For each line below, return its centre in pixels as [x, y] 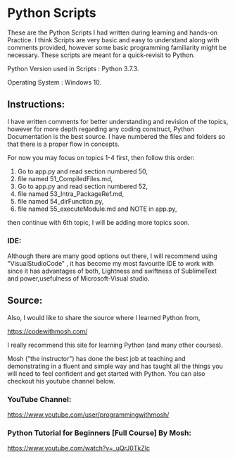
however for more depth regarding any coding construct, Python [101, 129]
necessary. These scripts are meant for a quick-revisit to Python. [101, 55]
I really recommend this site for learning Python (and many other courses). [115, 345]
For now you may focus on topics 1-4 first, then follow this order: [101, 157]
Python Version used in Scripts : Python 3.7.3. [73, 68]
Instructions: [36, 105]
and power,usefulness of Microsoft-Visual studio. [78, 279]
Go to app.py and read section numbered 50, [83, 171]
